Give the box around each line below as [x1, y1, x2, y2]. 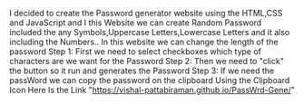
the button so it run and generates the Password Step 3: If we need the [9, 65, 275, 76]
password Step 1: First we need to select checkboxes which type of [9, 46, 261, 57]
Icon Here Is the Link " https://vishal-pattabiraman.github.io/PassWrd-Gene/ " [9, 85, 295, 95]
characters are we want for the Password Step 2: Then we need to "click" [9, 56, 284, 66]
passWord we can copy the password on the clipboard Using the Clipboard [9, 75, 290, 85]
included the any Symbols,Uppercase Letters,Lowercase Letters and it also [9, 27, 290, 37]
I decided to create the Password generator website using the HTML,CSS [9, 8, 283, 18]
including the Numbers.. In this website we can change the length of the [9, 36, 279, 47]
